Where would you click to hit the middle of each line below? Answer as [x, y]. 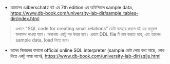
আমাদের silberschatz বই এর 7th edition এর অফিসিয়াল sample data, [72, 7]
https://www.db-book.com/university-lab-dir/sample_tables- [74, 13]
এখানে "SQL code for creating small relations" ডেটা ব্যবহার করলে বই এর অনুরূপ [86, 28]
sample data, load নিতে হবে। [43, 40]
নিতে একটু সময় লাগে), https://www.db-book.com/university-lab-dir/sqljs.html [85, 56]
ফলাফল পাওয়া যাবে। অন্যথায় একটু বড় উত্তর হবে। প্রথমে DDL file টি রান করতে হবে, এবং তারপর [88, 34]
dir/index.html [25, 18]
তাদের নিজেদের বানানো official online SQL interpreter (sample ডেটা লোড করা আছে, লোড [87, 50]
